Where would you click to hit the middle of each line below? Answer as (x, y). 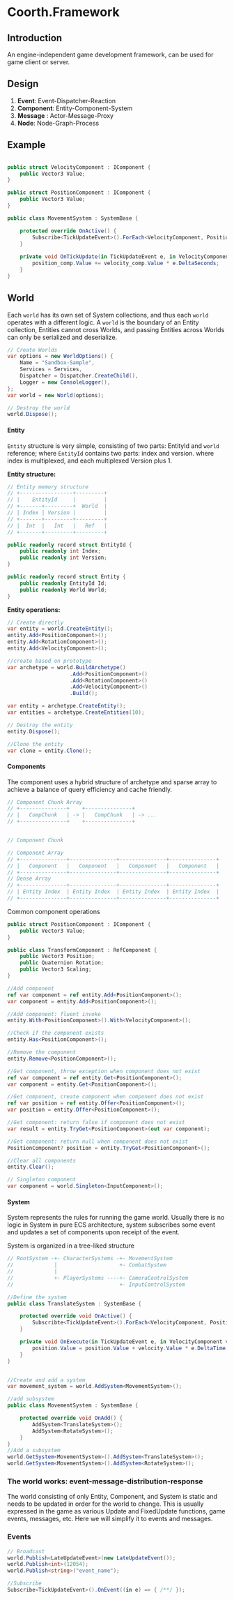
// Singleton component (42, 1180)
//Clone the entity (36, 744)
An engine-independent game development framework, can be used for (110, 54)
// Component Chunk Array (45, 802)
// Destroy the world (39, 408)
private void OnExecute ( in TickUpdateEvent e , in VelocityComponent (121, 1342)
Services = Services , (51, 369)
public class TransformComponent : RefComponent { (82, 950)
